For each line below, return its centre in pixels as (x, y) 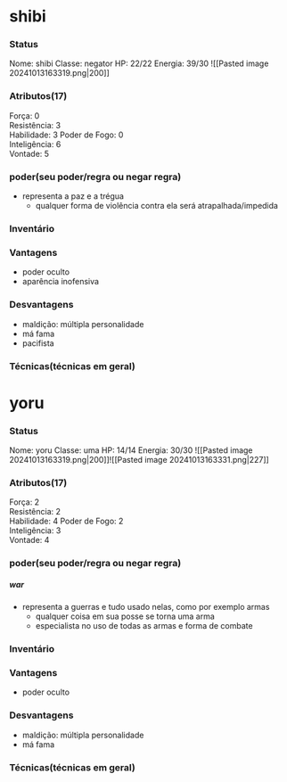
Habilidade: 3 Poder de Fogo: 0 (66, 135)
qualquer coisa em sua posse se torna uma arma (125, 616)
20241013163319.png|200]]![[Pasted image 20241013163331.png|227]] (139, 460)
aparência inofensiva (61, 282)
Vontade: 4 (29, 540)
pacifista (38, 343)
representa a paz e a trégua (73, 196)
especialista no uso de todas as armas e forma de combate (144, 626)
